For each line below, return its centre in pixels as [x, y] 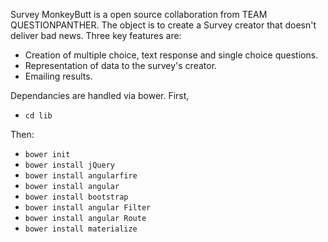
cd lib [38, 116]
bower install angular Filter [88, 208]
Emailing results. [58, 76]
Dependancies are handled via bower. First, [100, 95]
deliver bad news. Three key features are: [96, 35]
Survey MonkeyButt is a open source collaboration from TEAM [139, 14]
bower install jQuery [69, 165]
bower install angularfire [81, 176]
